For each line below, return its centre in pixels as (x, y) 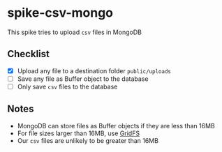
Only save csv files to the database (67, 86)
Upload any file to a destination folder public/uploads (94, 70)
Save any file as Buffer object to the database (83, 79)
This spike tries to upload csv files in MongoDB (74, 32)
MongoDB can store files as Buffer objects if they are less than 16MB (116, 126)
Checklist (29, 54)
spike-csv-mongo (60, 13)
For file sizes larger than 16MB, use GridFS (79, 133)
